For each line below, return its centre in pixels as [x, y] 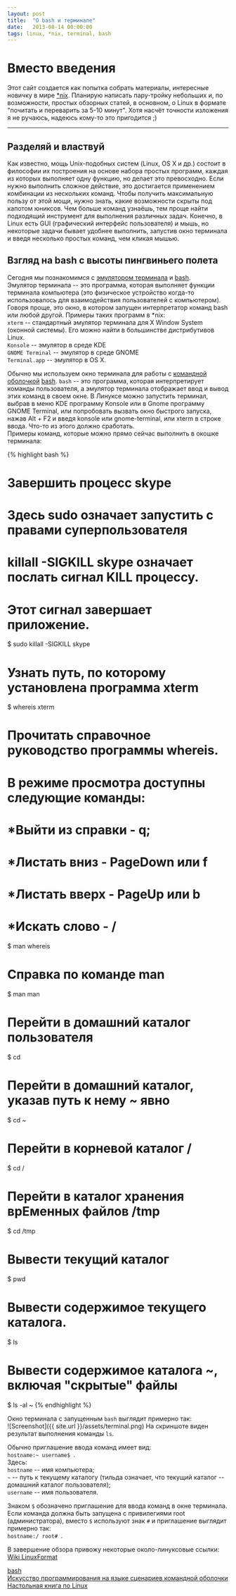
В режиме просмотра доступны [106, 782]
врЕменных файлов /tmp [84, 1212]
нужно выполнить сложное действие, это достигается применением [111, 186]
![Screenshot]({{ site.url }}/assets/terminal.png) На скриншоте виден [108, 1426]
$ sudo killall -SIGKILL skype [49, 644]
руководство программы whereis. [113, 750]
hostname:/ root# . [35, 1535]
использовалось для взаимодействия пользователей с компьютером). [114, 299]
